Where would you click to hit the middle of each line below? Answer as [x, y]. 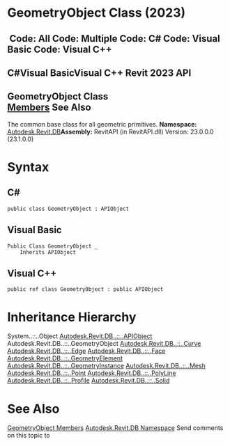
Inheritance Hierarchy [72, 317]
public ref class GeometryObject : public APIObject [85, 289]
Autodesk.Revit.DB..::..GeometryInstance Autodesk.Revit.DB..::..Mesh [106, 366]
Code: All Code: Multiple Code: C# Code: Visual [115, 39]
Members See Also [49, 107]
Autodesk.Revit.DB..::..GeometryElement [65, 358]
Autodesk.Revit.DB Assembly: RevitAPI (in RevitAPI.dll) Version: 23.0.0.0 [110, 132]
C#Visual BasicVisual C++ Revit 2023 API [99, 73]
